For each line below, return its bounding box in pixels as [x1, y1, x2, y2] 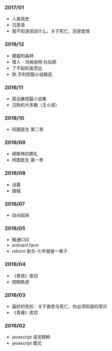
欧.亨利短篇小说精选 [11, 71, 52, 77]
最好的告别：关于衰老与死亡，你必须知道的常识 [11, 303, 107, 309]
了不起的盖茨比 [11, 65, 42, 71]
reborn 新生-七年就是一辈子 [11, 248, 68, 254]
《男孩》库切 [11, 272, 38, 278]
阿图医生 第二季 [11, 127, 44, 132]
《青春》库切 [11, 309, 38, 315]
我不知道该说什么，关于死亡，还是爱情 [11, 28, 90, 34]
